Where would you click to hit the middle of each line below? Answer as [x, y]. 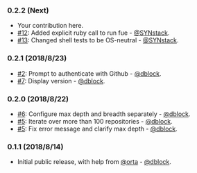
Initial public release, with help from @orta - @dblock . [94, 162]
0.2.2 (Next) [28, 10]
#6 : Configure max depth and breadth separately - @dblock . [104, 114]
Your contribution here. [50, 26]
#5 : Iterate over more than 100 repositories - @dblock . [95, 121]
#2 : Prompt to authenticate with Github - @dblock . [89, 73]
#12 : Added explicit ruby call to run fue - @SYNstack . [93, 33]
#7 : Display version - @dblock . [61, 81]
